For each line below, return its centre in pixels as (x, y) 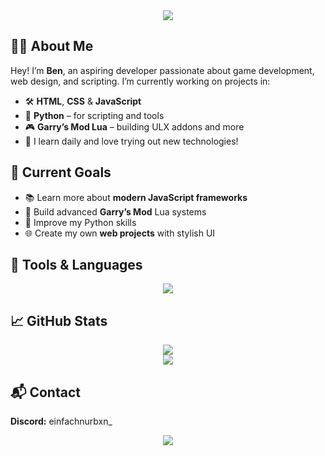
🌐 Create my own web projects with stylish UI (120, 233)
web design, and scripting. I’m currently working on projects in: (140, 81)
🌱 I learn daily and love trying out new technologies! (131, 141)
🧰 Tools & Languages (76, 265)
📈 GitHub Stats (59, 320)
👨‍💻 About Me (52, 46)
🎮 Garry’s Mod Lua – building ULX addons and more (134, 126)
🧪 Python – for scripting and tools (94, 115)
